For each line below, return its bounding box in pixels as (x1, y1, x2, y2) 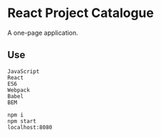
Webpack (7, 87, 31, 94)
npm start (7, 117, 37, 125)
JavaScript (7, 67, 40, 75)
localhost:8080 (7, 124, 53, 131)
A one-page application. (7, 28, 78, 37)
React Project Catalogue (7, 5, 155, 21)
